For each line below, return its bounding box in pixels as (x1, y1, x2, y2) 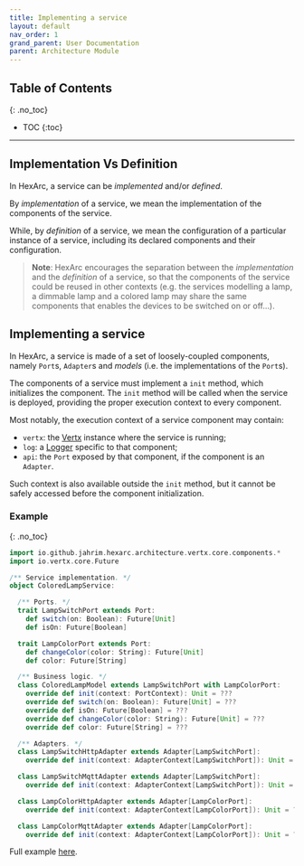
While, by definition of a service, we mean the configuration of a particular (9, 225, 287, 236)
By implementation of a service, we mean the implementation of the (9, 198, 262, 209)
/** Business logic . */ (17, 673, 107, 682)
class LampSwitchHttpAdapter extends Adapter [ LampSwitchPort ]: (17, 748, 261, 757)
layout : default (9, 22, 71, 31)
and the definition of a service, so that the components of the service (31, 271, 290, 282)
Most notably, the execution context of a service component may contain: (9, 414, 285, 425)
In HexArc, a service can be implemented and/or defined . (9, 180, 223, 191)
